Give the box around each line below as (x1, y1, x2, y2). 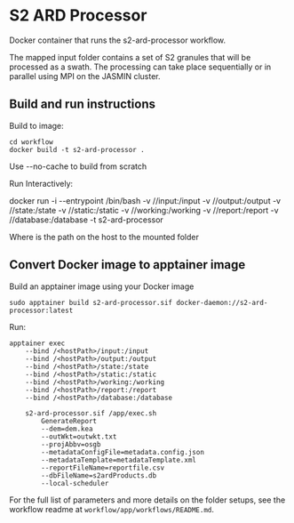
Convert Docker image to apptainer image (9, 257, 246, 272)
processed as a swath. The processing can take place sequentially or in (9, 61, 272, 72)
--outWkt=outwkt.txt (41, 432, 117, 441)
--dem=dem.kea (41, 424, 93, 433)
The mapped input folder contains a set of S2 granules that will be (9, 52, 251, 62)
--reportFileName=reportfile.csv (41, 463, 165, 472)
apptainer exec (9, 339, 66, 348)
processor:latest (9, 306, 74, 315)
